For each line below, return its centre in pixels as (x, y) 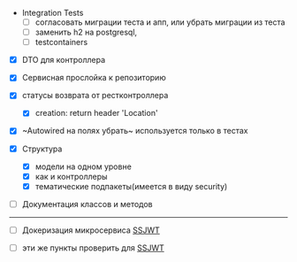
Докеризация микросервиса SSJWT (91, 230)
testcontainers (61, 42)
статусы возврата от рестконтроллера (95, 96)
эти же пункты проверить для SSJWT (93, 248)
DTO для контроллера (64, 60)
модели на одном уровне (84, 166)
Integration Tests (53, 13)
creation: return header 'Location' (96, 113)
